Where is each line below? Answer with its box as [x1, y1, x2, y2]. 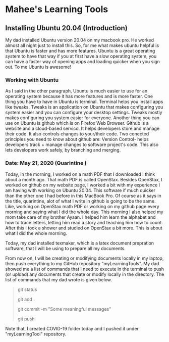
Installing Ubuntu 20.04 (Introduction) [5, 24, 128, 32]
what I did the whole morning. [5, 230, 67, 236]
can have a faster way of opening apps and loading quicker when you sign [5, 59, 160, 64]
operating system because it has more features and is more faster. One [5, 93, 153, 100]
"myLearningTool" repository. [5, 331, 67, 337]
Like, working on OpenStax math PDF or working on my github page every [5, 203, 160, 209]
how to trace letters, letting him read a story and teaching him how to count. [5, 219, 163, 225]
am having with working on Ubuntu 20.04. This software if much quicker [5, 187, 155, 193]
